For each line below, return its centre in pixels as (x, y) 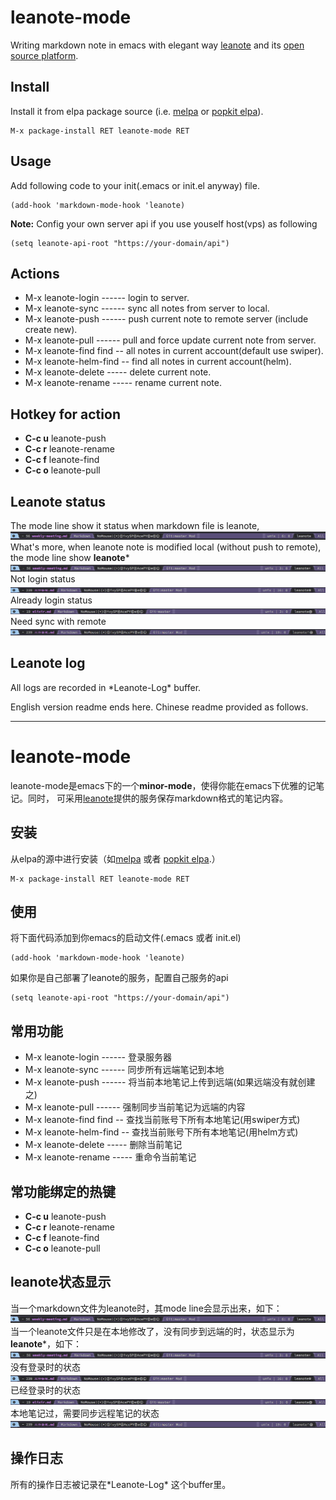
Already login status (51, 600)
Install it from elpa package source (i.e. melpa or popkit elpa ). (137, 111)
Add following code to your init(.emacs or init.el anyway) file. (135, 185)
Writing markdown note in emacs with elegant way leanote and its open (157, 45)
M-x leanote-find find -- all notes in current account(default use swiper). (174, 351)
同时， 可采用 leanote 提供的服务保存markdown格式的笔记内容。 (158, 798)
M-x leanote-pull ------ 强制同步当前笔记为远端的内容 (135, 1107)
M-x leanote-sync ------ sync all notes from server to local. (147, 308)
